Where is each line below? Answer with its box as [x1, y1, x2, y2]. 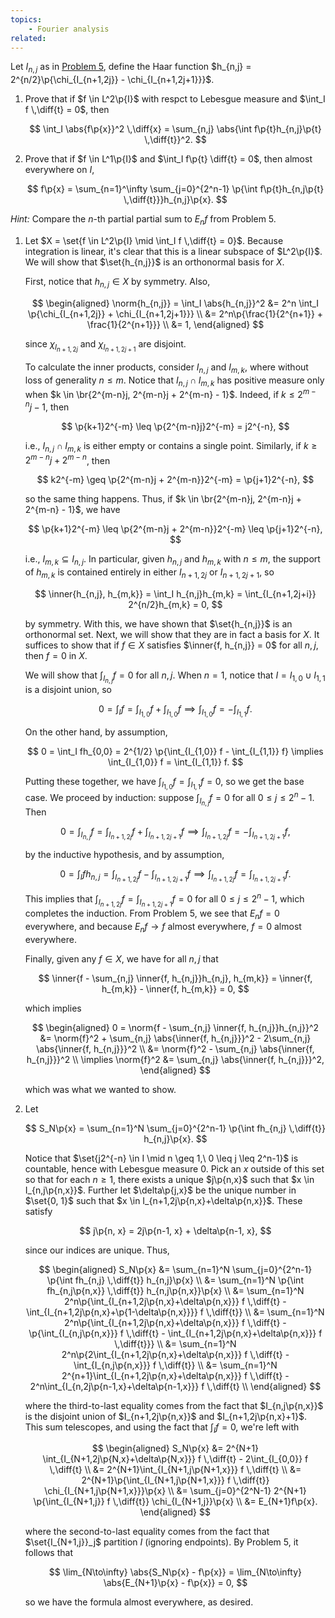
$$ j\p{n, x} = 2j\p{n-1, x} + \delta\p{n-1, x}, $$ [79, 1224, 272, 1236]
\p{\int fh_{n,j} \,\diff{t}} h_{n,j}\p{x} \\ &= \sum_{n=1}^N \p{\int [46, 1274, 304, 1286]
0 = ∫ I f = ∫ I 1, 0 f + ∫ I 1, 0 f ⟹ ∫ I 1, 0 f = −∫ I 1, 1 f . [98, 702, 253, 719]
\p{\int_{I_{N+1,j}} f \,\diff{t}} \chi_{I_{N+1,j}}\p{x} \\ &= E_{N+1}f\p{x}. [33, 1496, 318, 1508]
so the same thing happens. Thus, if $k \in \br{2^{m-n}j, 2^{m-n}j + [24, 493, 302, 505]
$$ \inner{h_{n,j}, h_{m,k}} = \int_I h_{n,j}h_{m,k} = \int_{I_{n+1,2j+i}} [34, 587, 317, 600]
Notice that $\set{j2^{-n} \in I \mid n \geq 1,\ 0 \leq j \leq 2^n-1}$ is [24, 1152, 299, 1164]
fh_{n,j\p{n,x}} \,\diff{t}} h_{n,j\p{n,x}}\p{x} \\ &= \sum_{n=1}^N [46, 1284, 305, 1296]
